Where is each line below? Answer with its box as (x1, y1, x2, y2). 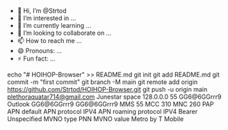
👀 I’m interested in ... (17, 14, 76, 22)
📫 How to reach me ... (17, 37, 82, 44)
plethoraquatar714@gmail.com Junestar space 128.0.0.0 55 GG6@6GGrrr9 (7, 92, 222, 101)
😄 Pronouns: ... (17, 47, 63, 55)
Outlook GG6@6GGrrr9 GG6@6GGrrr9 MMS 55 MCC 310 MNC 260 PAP (7, 100, 214, 108)
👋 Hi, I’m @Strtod (17, 7, 67, 15)
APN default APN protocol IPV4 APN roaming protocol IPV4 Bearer (7, 108, 198, 115)
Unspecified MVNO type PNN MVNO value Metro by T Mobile (7, 115, 184, 123)
